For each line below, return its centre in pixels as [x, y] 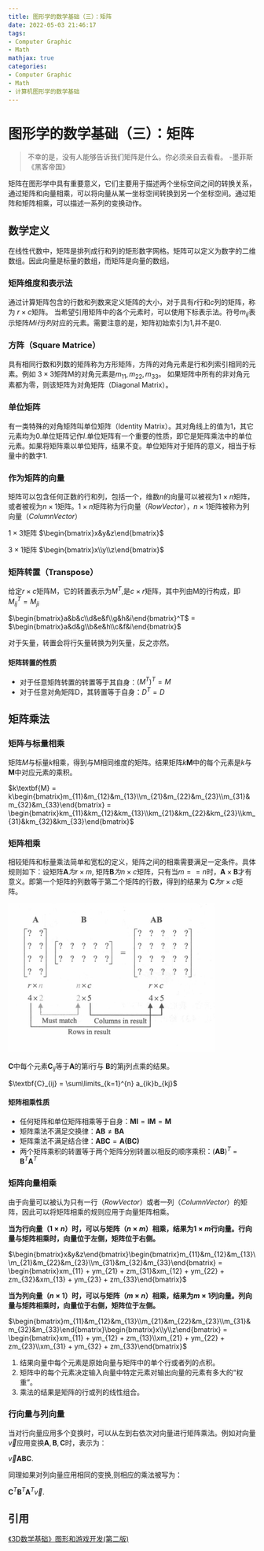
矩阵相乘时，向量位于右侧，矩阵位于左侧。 [90, 1305]
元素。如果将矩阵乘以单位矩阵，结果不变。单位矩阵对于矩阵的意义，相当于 [128, 446]
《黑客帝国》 [48, 167]
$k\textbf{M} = [32, 788]
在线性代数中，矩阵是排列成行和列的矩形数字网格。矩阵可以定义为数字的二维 [132, 251]
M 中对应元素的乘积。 [42, 772]
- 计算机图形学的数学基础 [44, 91]
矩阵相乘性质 [29, 1102]
